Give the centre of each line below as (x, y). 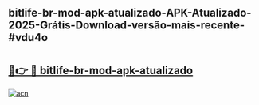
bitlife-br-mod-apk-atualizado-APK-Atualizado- (130, 13)
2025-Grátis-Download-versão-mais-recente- (127, 26)
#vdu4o (28, 37)
